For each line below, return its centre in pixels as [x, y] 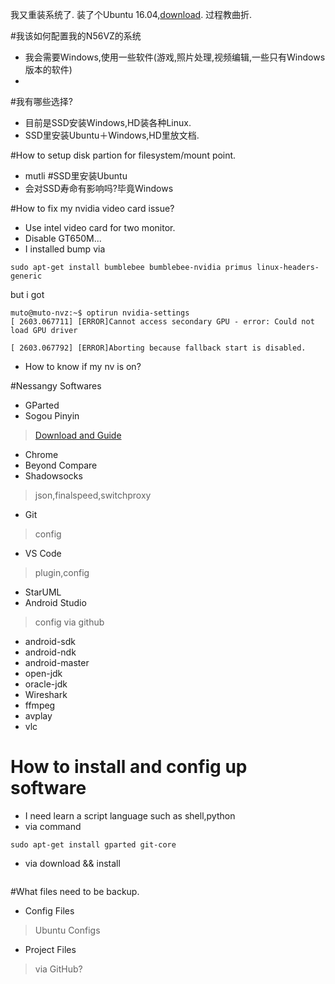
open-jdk [43, 673]
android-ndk [50, 652]
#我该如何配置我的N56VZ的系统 [76, 36]
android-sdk [50, 641]
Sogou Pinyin [52, 416]
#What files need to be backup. [75, 891]
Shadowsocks [53, 476]
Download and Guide [78, 435]
